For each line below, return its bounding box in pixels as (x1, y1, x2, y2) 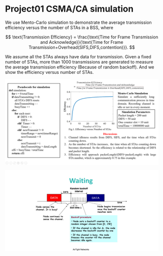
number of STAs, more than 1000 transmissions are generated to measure (5, 59, 153, 65)
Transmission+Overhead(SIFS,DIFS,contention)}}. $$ (28, 44, 135, 50)
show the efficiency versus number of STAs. (5, 69, 94, 75)
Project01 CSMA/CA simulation (5, 3, 134, 15)
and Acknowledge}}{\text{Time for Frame (40, 39, 124, 45)
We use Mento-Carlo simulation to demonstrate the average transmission (5, 19, 152, 25)
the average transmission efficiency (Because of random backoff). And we (5, 64, 155, 70)
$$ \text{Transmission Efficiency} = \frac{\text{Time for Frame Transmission (5, 34, 158, 40)
